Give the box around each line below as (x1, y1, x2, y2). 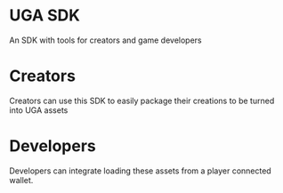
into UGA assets (9, 104, 69, 116)
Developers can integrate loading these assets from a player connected (9, 165, 271, 176)
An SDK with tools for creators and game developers (9, 35, 202, 45)
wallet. (9, 174, 34, 185)
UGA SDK (9, 5, 80, 26)
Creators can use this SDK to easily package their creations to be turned (9, 95, 275, 106)
